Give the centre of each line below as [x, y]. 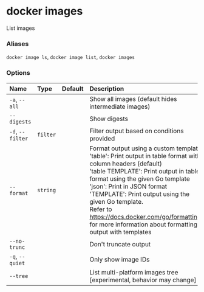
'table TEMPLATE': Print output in [137, 171]
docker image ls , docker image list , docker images [71, 57]
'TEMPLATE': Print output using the [140, 194]
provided [102, 138]
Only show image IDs [120, 259]
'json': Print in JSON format [128, 186]
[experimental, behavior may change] [143, 280]
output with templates [121, 232]
